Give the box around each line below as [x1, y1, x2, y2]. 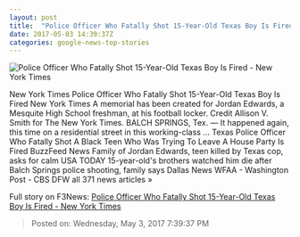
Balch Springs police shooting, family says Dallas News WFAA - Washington [9, 165, 289, 176]
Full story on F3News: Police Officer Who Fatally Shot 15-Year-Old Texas [9, 192, 276, 202]
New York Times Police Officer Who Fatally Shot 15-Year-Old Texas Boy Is [9, 89, 281, 100]
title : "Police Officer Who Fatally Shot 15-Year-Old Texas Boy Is [9, 21, 270, 30]
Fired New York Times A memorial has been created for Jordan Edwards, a [9, 99, 285, 110]
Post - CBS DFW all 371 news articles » [9, 175, 154, 185]
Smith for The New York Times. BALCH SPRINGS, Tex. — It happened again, [9, 118, 289, 128]
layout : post [9, 12, 58, 22]
